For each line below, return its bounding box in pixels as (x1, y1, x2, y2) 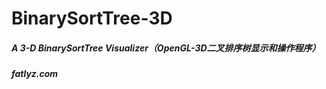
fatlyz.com (11, 68, 59, 80)
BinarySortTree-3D (11, 7, 173, 30)
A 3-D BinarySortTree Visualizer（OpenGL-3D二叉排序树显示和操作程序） (11, 42, 321, 54)
